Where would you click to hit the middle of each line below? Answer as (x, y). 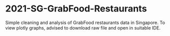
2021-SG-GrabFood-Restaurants (76, 9)
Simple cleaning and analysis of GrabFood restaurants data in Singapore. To (85, 22)
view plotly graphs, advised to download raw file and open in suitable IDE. (83, 27)
